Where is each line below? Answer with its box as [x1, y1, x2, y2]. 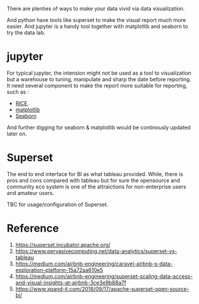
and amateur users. [7, 189, 55, 196]
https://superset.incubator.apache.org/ [15, 241, 110, 248]
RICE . [15, 100, 29, 107]
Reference [7, 222, 59, 235]
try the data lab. [7, 29, 46, 36]
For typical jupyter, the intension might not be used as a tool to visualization [7, 69, 192, 76]
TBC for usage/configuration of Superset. [7, 201, 109, 208]
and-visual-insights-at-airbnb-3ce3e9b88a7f [15, 279, 127, 286]
